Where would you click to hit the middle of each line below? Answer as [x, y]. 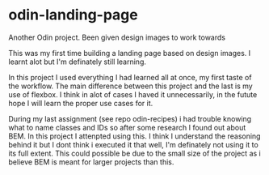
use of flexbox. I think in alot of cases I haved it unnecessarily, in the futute [133, 94]
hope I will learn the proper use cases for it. [81, 103]
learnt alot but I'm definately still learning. [78, 62]
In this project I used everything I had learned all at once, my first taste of [130, 77]
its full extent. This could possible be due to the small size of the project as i [134, 153]
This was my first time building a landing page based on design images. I [130, 53]
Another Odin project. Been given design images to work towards [117, 37]
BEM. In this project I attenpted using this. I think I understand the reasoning [134, 136]
